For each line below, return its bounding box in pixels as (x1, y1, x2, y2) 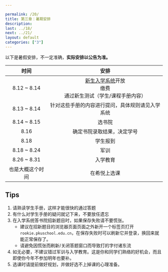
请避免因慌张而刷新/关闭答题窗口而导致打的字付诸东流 (19, 242, 131, 248)
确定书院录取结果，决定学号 (72, 128, 138, 135)
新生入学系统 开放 (84, 77, 125, 84)
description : (5, 21, 32, 26)
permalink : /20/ (5, 12, 39, 17)
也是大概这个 (8, 165, 39, 172)
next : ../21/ (5, 31, 32, 36)
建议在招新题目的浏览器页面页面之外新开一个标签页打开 (19, 223, 134, 229)
